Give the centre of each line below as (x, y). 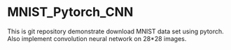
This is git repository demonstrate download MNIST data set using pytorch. (115, 31)
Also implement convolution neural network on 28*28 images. (97, 38)
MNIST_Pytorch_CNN (70, 12)
